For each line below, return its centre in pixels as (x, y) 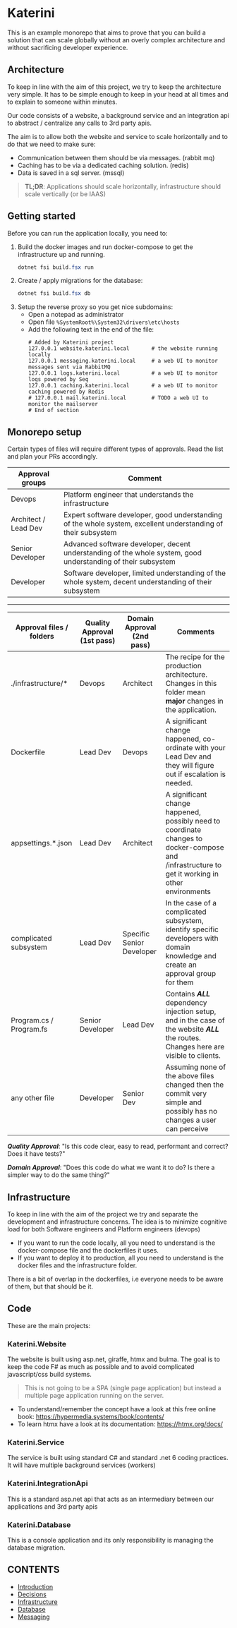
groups (34, 483)
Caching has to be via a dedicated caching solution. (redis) (103, 165)
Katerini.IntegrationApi (48, 1483)
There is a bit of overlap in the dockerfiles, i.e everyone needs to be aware (115, 1279)
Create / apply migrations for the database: (80, 281)
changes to (184, 839)
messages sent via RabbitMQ (69, 367)
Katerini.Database (39, 1524)
